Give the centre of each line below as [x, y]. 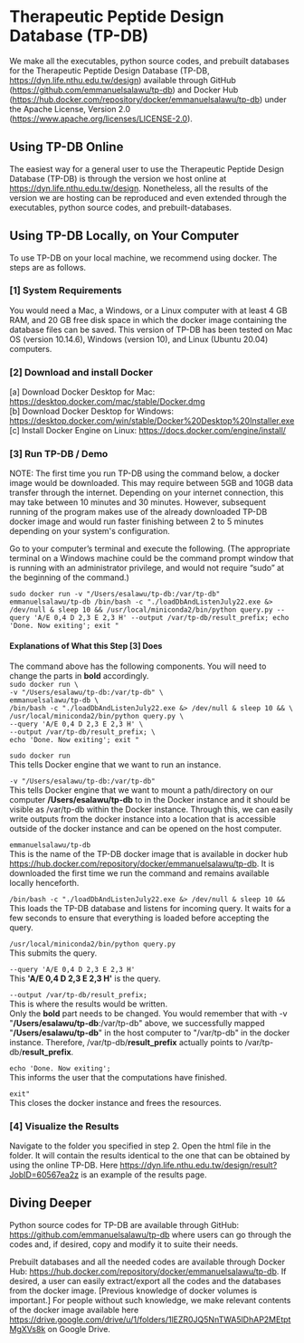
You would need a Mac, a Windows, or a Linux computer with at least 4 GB [148, 310]
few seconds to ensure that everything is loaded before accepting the [139, 918]
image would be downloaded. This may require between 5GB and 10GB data [152, 483]
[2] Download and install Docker [81, 372]
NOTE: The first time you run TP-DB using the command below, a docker [145, 473]
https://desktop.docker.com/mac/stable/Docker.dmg [107, 402]
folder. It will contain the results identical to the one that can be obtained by [150, 1155]
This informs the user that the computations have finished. [119, 1077]
